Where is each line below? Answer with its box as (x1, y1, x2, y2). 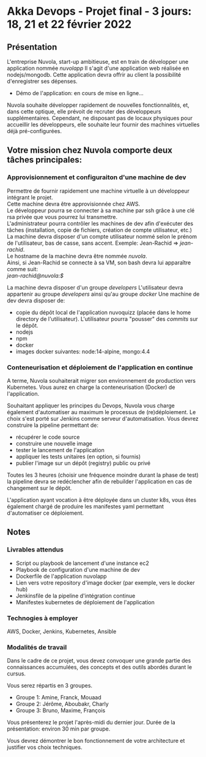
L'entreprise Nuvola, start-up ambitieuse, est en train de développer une (7, 58, 189, 65)
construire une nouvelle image (15, 440, 93, 447)
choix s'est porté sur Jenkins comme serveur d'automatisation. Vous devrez (7, 415, 199, 422)
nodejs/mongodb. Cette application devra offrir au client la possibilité (7, 71, 182, 78)
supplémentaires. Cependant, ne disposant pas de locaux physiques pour (7, 115, 193, 121)
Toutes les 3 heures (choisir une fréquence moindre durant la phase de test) (7, 471, 199, 478)
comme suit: (7, 265, 39, 272)
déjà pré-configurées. (7, 128, 62, 134)
